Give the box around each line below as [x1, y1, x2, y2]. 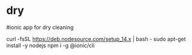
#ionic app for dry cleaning [6, 24, 74, 31]
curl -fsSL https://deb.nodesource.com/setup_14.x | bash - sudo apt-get [6, 35, 186, 42]
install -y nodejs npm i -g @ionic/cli [6, 42, 95, 49]
